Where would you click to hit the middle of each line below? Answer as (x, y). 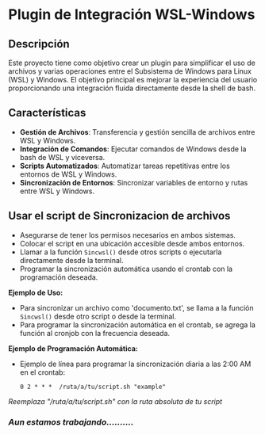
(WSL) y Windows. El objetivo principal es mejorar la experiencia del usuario (133, 80)
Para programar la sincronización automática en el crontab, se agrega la (138, 324)
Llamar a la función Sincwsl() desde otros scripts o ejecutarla (121, 252)
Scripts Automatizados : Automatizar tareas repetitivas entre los (125, 166)
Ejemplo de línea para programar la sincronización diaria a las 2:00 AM (135, 364)
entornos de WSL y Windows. (68, 174)
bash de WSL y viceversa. (62, 157)
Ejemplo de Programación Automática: (73, 348)
